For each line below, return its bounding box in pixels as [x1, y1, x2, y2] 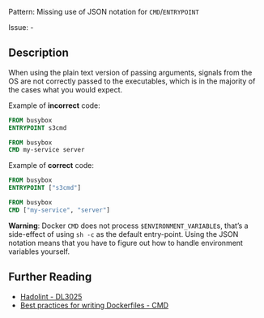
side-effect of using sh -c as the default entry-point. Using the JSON [8, 229, 239, 238]
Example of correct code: [8, 161, 95, 170]
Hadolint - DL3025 [19, 291, 83, 301]
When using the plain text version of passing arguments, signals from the [8, 67, 253, 77]
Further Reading [8, 270, 92, 284]
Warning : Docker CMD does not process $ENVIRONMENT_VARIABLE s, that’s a [8, 221, 249, 230]
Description [8, 46, 69, 60]
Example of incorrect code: [8, 101, 101, 110]
